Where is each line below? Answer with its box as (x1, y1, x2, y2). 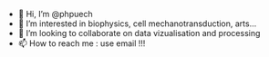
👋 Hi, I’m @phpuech (17, 9, 93, 19)
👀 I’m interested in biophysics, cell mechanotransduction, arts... (17, 18, 257, 29)
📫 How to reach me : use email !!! (17, 38, 146, 49)
